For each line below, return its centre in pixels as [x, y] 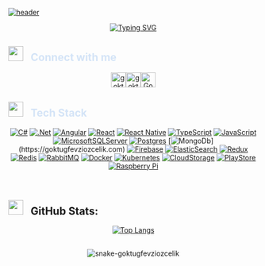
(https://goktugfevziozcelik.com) [72, 149]
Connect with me [74, 58]
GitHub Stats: [65, 212]
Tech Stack [59, 113]
